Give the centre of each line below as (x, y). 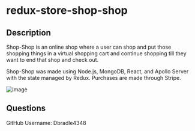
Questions (26, 108)
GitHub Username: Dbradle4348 (46, 123)
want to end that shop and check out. (52, 60)
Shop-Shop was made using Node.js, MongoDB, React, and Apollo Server (97, 72)
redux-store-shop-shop (67, 11)
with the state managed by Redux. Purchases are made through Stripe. (94, 78)
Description (28, 33)
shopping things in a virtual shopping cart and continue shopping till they (97, 53)
